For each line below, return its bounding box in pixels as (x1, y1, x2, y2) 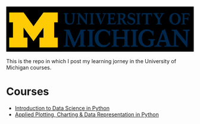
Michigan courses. (6, 64, 52, 71)
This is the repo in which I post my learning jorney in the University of (6, 57, 177, 64)
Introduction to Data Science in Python (14, 104, 110, 111)
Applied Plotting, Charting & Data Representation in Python (14, 111, 159, 118)
